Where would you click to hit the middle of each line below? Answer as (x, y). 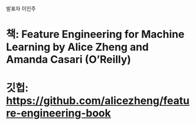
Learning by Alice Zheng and (78, 47)
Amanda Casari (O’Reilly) (69, 60)
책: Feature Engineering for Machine (95, 34)
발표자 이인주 (21, 8)
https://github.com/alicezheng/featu (98, 101)
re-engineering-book (59, 113)
